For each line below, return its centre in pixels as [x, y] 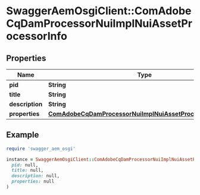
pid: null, [25, 165]
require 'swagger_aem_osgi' [41, 149]
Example [23, 135]
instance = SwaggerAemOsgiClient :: [50, 159]
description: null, [36, 176]
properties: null [33, 182]
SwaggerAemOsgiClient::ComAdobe [99, 11]
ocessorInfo [37, 36]
